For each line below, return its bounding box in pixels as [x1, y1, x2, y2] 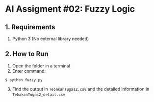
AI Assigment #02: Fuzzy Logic [5, 3, 135, 15]
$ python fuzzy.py [5, 77, 43, 82]
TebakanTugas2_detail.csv [12, 92, 65, 97]
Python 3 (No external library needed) [12, 36, 89, 41]
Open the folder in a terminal [12, 62, 70, 69]
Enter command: [12, 68, 46, 74]
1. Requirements [5, 23, 55, 31]
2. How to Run [5, 50, 49, 58]
